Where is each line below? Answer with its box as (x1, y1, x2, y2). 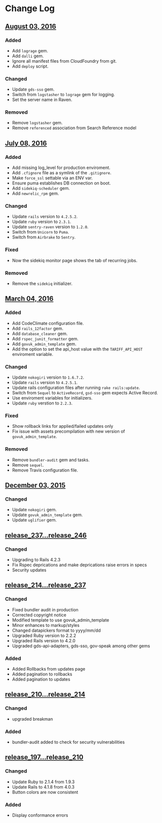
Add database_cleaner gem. (12, 331, 68, 336)
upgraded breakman (12, 716, 53, 722)
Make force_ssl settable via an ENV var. (12, 175, 93, 181)
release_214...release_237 (5, 581, 86, 589)
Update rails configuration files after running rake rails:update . (12, 385, 140, 391)
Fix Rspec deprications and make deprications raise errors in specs (12, 562, 147, 568)
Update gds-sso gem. (12, 86, 55, 92)
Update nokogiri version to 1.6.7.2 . (12, 374, 84, 380)
